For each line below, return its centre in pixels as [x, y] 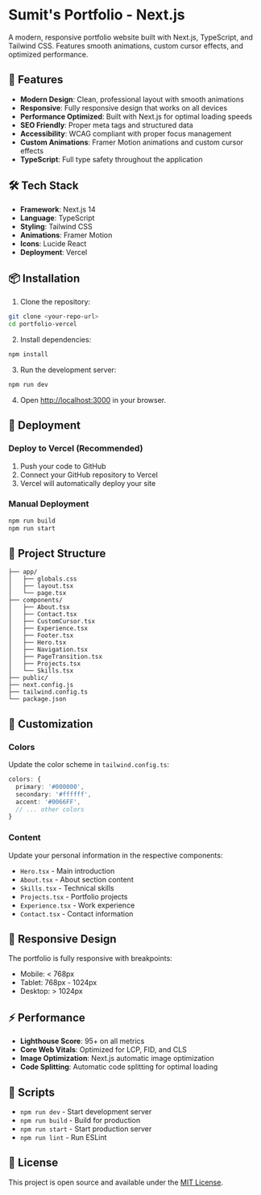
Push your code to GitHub [63, 466]
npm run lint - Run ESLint [63, 1138]
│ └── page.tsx [37, 593]
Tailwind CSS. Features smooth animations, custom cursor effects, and [126, 45]
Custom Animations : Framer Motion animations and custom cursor [132, 142]
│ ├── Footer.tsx [41, 635]
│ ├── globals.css [43, 579]
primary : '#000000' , [50, 786]
